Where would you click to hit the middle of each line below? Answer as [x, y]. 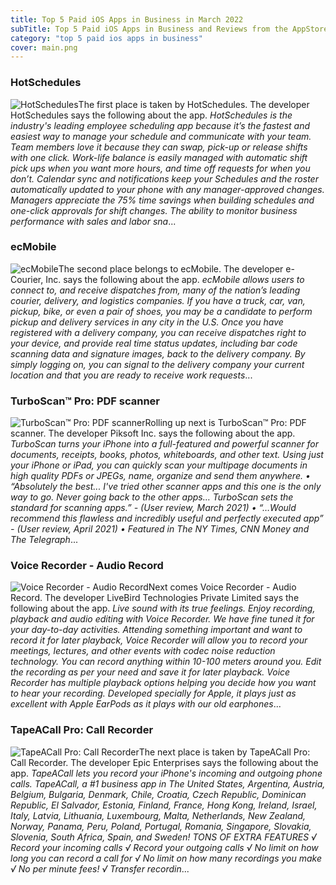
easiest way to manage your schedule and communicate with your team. [161, 136]
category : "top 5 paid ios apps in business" [106, 38]
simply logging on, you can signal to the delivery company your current [157, 364]
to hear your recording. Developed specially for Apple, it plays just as [153, 693]
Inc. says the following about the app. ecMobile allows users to [175, 279]
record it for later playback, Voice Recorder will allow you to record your [159, 640]
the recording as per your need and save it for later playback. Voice [150, 672]
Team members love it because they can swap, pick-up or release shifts [159, 147]
